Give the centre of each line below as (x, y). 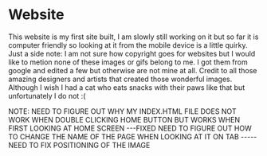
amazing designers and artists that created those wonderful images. (120, 79)
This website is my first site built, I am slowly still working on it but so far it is (133, 37)
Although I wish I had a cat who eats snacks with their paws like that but (127, 87)
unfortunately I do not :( (47, 96)
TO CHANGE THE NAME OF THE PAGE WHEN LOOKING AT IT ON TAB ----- (133, 136)
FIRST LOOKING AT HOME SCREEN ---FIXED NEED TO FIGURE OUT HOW (130, 128)
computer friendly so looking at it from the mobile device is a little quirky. (128, 45)
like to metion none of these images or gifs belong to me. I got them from (128, 62)
